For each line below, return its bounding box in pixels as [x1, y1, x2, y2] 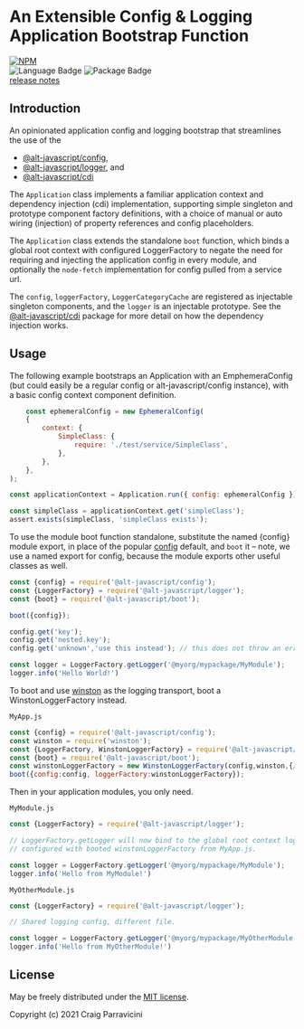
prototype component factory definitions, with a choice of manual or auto [9, 208, 283, 219]
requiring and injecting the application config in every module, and [9, 254, 258, 265]
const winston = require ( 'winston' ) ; [9, 736, 152, 745]
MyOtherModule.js [9, 885, 75, 894]
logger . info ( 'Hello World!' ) [9, 669, 119, 678]
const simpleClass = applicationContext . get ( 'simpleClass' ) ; [9, 506, 245, 516]
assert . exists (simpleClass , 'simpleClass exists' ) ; [9, 515, 208, 524]
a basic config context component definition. [9, 389, 176, 400]
